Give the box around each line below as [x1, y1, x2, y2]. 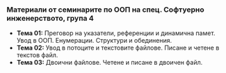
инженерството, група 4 [6, 13, 95, 23]
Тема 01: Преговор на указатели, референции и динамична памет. [16, 29, 216, 37]
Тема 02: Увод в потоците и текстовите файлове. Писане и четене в [16, 43, 220, 52]
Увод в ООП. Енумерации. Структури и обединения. [16, 36, 172, 45]
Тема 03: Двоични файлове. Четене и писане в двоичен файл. [16, 59, 203, 67]
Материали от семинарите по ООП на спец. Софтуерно [6, 5, 204, 14]
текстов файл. [16, 51, 58, 59]
